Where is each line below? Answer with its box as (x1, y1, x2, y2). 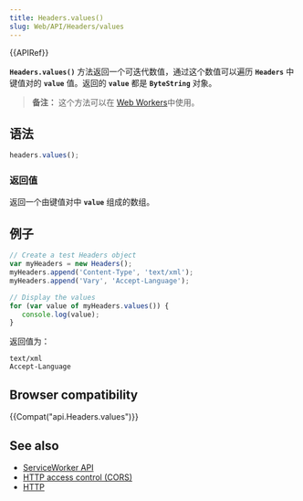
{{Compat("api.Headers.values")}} (9, 411, 139, 422)
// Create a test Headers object (9, 250, 137, 261)
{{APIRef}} (9, 47, 49, 58)
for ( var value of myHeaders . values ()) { (9, 301, 170, 311)
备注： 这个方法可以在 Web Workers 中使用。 (31, 97, 200, 108)
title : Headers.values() (9, 13, 104, 23)
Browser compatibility (9, 387, 139, 402)
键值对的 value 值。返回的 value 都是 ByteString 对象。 (9, 77, 217, 88)
